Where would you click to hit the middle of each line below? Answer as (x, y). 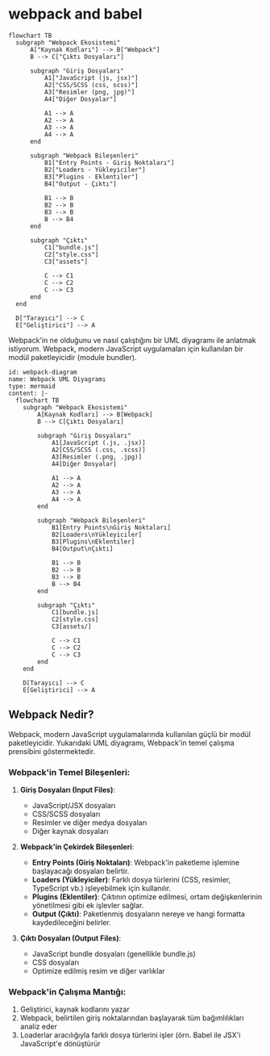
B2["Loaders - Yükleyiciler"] (95, 170)
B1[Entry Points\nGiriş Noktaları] (111, 527)
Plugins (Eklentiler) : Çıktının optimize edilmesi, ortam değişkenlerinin (147, 897)
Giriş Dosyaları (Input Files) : (67, 790)
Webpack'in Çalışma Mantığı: (67, 991)
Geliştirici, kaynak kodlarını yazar (75, 1009)
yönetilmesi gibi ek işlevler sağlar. (88, 906)
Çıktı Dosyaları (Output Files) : (71, 938)
